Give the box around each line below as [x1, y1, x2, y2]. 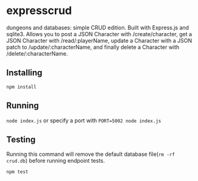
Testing [6, 134, 36, 144]
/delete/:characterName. [6, 50, 68, 57]
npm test [6, 169, 29, 175]
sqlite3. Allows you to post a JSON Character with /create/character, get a [6, 30, 193, 37]
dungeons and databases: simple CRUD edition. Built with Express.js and [6, 24, 189, 31]
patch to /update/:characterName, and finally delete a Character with [6, 43, 180, 51]
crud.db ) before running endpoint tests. [6, 157, 105, 164]
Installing [6, 68, 43, 78]
